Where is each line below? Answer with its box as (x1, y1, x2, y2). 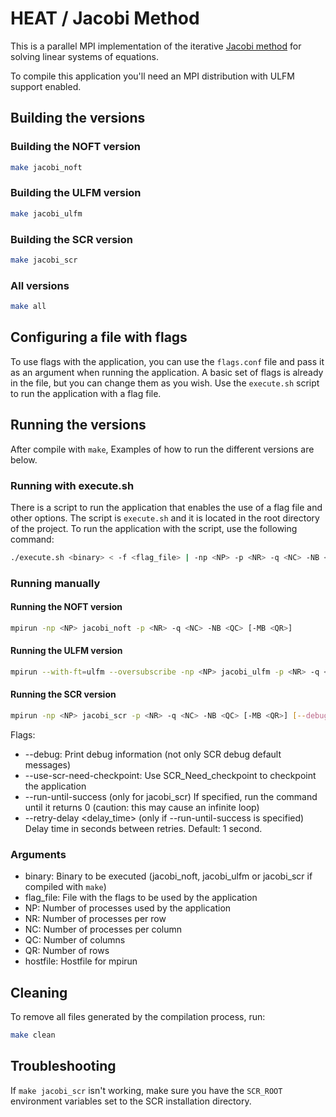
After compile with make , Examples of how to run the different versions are (10, 443, 315, 455)
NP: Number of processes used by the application (24, 902, 232, 914)
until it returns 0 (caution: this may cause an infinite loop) (24, 801, 260, 813)
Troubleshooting (10, 1058, 117, 1075)
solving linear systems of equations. (10, 50, 160, 62)
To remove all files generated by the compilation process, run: (10, 1011, 266, 1023)
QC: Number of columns (24, 934, 126, 946)
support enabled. (10, 80, 82, 92)
